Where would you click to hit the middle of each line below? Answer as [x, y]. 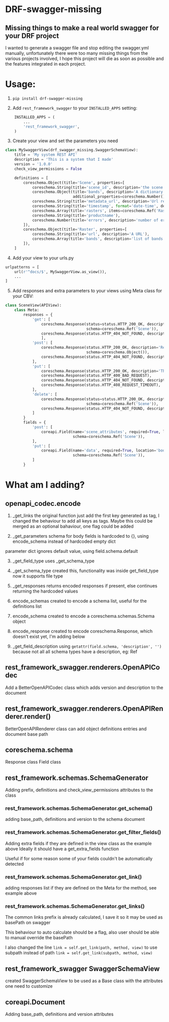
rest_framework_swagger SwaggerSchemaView [82, 969]
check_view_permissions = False [48, 169]
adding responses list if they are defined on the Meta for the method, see [81, 888]
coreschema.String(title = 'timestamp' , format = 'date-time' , [95, 206]
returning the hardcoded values [45, 591]
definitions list [27, 606]
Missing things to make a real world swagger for [82, 28]
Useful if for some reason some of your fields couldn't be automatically [79, 858]
